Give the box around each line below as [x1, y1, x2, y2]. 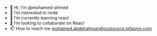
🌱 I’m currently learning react [9, 15, 69, 20]
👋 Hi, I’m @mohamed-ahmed [9, 5, 68, 10]
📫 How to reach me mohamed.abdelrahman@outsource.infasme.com [9, 26, 152, 31]
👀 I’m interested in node [9, 10, 58, 16]
